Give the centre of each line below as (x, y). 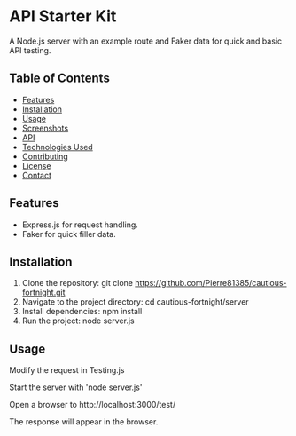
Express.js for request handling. (80, 225)
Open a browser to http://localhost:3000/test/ (92, 405)
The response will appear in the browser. (84, 422)
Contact (36, 175)
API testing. (30, 50)
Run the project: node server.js (78, 321)
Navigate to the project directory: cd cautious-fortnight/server (136, 302)
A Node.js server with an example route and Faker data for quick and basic (145, 41)
